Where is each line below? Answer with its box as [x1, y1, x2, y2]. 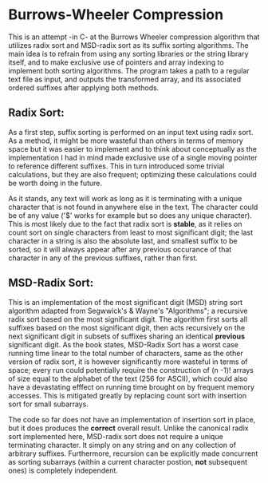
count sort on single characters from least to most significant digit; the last [8, 228, 254, 237]
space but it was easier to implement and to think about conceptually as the [8, 144, 258, 153]
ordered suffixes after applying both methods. [8, 82, 160, 93]
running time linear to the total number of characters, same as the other [8, 348, 243, 358]
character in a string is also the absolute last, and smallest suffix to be [8, 236, 238, 245]
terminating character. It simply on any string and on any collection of [8, 440, 237, 449]
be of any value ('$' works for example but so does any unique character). [8, 210, 253, 220]
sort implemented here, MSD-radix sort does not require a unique [8, 431, 223, 441]
